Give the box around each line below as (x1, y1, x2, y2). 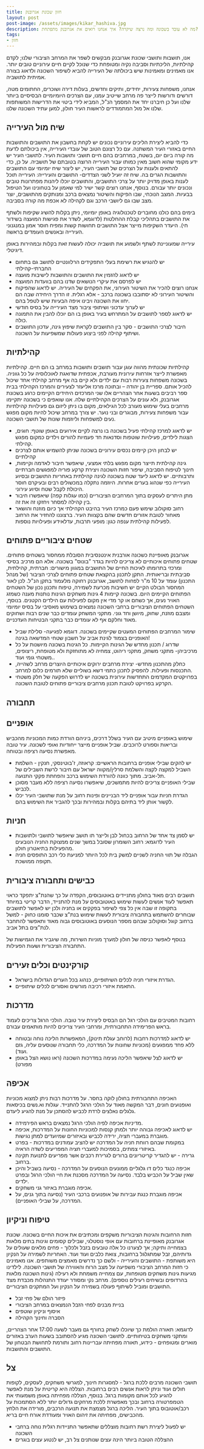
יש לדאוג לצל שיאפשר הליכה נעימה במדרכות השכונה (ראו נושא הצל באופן (15, 1054, 183, 1061)
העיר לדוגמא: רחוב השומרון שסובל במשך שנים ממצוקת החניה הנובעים (15, 838, 175, 846)
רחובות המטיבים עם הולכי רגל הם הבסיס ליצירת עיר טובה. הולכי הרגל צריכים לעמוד (6, 1016, 195, 1024)
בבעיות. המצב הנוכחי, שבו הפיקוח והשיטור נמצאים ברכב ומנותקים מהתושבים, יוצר (6, 190, 193, 198)
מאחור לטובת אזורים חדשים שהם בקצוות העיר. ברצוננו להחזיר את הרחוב (15, 511, 180, 518)
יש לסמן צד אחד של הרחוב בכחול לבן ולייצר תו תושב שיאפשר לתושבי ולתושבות (15, 831, 195, 839)
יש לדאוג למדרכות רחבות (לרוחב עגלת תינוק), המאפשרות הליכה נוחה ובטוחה (15, 1034, 191, 1042)
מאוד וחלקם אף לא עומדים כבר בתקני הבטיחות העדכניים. (6, 616, 137, 624)
